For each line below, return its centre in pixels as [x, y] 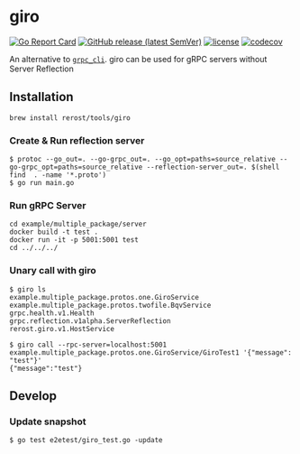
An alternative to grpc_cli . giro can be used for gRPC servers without [138, 59]
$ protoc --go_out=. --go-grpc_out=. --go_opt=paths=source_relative [143, 160]
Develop [33, 396]
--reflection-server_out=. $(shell [213, 167]
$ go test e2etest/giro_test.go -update [86, 440]
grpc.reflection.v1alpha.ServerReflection [90, 321]
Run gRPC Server [48, 205]
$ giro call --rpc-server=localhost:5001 [88, 345]
